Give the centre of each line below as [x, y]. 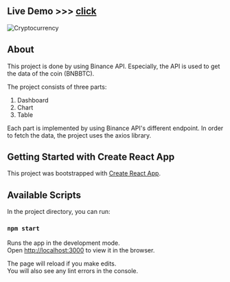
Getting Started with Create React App [91, 157]
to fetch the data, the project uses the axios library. [79, 135]
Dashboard [33, 100]
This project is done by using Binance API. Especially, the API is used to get [114, 66]
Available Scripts [44, 195]
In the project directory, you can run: [59, 212]
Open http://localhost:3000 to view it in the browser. [81, 250]
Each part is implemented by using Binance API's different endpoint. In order [115, 128]
